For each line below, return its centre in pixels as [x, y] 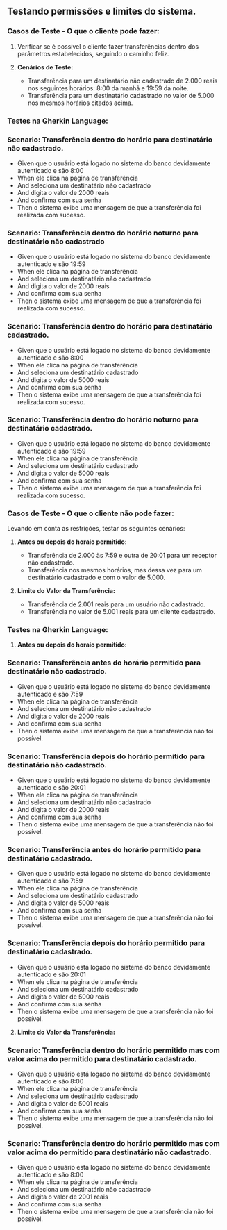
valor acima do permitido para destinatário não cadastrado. [109, 1152]
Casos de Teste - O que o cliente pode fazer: [83, 31]
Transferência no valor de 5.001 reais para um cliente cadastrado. [121, 612]
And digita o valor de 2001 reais [63, 1197]
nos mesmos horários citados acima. [80, 103]
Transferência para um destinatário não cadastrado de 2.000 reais [123, 81]
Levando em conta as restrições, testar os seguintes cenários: [96, 529]
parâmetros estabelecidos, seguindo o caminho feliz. [93, 53]
